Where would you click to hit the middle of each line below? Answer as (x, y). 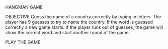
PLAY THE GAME (23, 42)
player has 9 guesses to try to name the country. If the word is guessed (79, 22)
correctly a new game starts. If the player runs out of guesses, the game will (84, 27)
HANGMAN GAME (24, 7)
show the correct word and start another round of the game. (68, 32)
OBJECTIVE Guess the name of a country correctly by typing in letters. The (83, 17)
